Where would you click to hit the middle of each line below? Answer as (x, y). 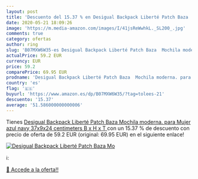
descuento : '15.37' (30, 99)
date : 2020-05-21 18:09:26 (39, 22)
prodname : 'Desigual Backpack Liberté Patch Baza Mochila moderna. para (99, 77)
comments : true (25, 34)
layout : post (22, 12)
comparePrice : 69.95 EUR (37, 72)
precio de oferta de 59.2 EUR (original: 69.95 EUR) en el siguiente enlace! (95, 134)
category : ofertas (29, 39)
